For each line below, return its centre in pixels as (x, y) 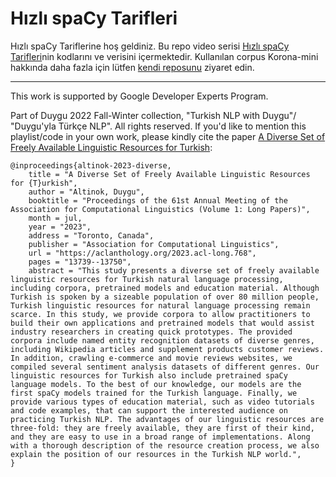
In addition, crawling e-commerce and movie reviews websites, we (151, 358)
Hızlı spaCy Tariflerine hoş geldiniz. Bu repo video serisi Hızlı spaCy (150, 46)
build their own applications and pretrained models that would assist (162, 323)
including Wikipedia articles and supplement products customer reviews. (167, 349)
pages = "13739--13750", (80, 262)
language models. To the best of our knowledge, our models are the (156, 384)
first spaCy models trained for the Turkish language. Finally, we (154, 393)
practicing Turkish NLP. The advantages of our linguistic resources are (167, 419)
